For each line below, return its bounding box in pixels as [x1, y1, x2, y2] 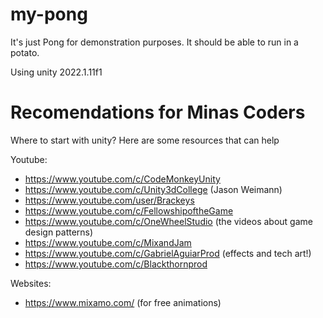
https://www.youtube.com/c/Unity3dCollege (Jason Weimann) [24, 183, 283, 195]
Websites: [10, 277, 52, 289]
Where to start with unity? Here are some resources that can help [10, 134, 280, 146]
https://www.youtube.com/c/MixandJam [24, 236, 192, 248]
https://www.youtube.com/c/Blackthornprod [24, 258, 208, 270]
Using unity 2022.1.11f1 [10, 66, 103, 78]
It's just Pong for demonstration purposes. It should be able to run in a [10, 36, 299, 48]
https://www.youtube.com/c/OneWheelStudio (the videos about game [24, 215, 313, 227]
